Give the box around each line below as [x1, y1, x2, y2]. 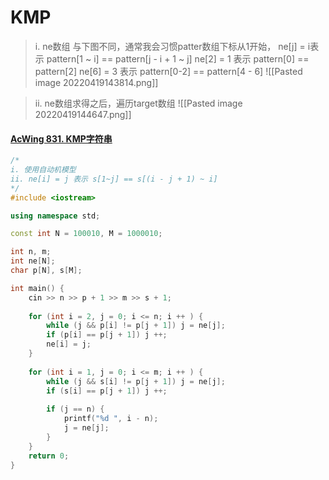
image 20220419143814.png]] [34, 76, 159, 88]
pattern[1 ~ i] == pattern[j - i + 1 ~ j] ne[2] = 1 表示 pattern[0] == [46, 52, 310, 65]
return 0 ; [28, 451, 70, 461]
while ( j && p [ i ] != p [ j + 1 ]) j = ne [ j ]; [46, 321, 226, 331]
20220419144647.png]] [34, 108, 132, 120]
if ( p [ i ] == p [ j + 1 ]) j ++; [46, 330, 168, 340]
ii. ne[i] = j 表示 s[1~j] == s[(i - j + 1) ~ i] [10, 174, 218, 184]
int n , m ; [10, 247, 52, 257]
